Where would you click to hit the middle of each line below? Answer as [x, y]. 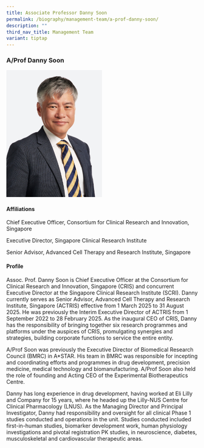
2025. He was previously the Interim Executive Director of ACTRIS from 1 [97, 312]
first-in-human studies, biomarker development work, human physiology [97, 426]
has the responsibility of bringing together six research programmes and [97, 325]
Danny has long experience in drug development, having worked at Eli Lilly [100, 393]
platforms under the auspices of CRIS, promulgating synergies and [90, 331]
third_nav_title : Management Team [50, 32]
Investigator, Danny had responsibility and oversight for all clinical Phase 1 [99, 413]
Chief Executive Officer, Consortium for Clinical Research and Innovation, [98, 222]
